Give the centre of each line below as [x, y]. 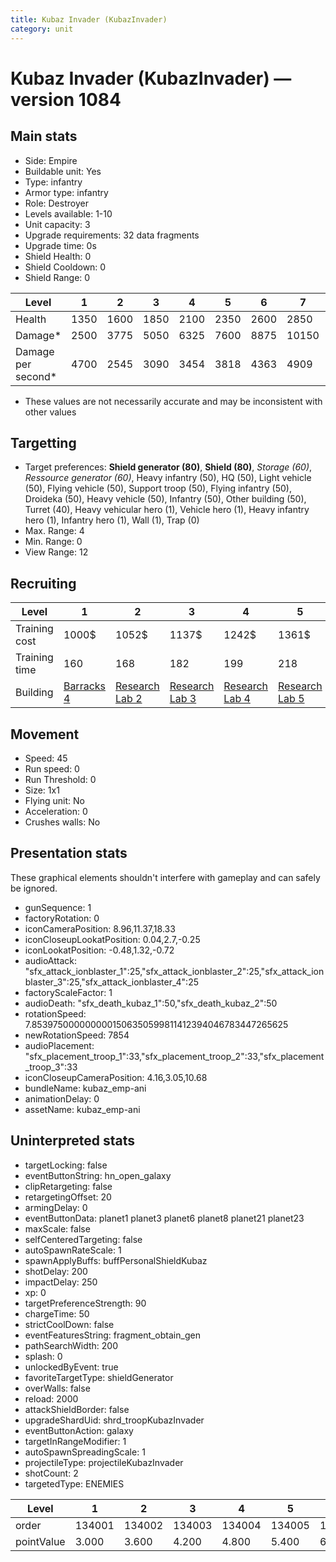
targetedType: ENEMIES [74, 1483]
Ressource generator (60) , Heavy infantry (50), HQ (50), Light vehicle [168, 478]
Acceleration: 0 [56, 811]
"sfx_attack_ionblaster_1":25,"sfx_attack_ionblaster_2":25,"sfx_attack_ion [174, 971]
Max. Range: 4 [54, 531]
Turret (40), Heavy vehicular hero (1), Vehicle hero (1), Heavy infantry [167, 510]
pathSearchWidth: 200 [71, 1345]
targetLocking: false [66, 1165]
